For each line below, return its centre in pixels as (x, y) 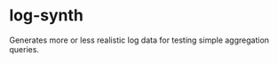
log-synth (47, 16)
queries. (24, 49)
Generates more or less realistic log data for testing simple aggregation (139, 40)
